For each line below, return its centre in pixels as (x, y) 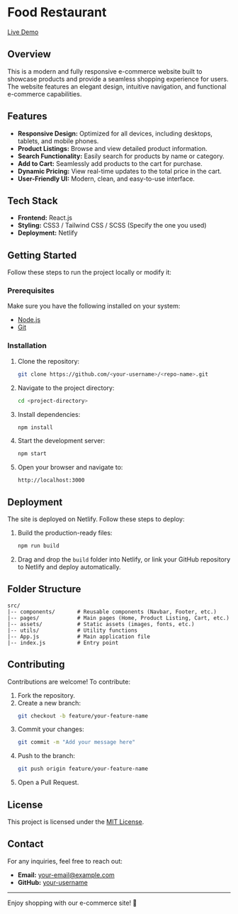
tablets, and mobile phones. (58, 141)
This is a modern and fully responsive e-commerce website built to (105, 71)
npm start (32, 454)
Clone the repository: (49, 361)
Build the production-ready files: (65, 533)
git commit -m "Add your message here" (76, 742)
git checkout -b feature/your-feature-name (83, 716)
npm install (35, 427)
